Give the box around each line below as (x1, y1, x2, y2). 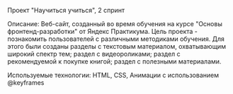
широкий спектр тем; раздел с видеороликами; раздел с (7, 49, 181, 58)
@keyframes (7, 78, 45, 87)
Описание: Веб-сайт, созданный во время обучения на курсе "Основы (7, 20, 223, 28)
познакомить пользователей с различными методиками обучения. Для (7, 35, 225, 43)
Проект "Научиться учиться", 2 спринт (7, 6, 125, 14)
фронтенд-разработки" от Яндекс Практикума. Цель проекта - (7, 28, 198, 35)
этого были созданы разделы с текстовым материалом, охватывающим (7, 42, 227, 50)
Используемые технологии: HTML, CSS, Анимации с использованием (7, 71, 220, 79)
